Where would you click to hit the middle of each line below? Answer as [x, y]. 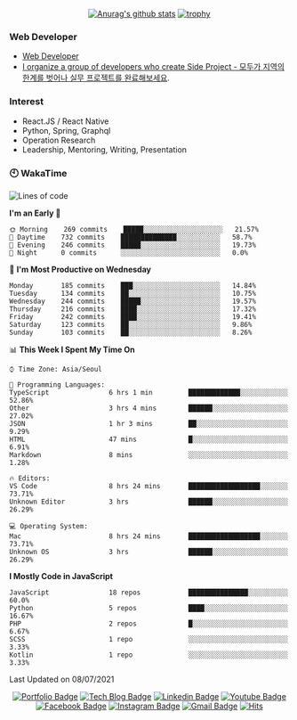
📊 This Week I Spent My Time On [72, 349]
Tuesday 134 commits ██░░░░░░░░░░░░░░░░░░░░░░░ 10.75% [132, 293]
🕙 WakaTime [38, 173]
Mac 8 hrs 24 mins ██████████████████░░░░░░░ [149, 536]
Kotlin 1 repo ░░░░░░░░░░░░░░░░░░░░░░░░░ [149, 655]
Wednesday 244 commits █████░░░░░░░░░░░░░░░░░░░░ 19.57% [132, 301]
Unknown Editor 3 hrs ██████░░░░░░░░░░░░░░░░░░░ [149, 502]
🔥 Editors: [30, 478]
